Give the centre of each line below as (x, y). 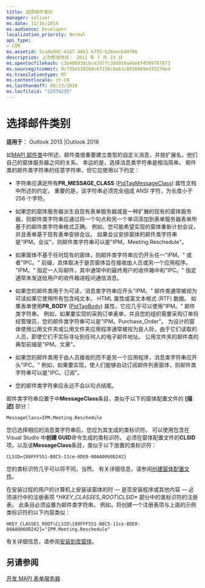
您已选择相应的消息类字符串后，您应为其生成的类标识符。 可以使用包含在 (98, 430)
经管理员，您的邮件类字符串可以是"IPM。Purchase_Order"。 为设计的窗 (105, 321)
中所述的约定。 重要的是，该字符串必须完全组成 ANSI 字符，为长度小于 (104, 191)
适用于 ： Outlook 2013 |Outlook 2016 (53, 142)
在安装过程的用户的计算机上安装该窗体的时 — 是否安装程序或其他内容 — (97, 489)
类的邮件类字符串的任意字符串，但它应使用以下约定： (73, 170)
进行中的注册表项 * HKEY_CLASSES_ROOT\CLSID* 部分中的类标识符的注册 (105, 497)
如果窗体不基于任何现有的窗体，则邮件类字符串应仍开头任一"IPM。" (100, 255)
